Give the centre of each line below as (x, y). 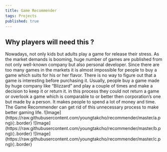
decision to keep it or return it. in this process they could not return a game (82, 91)
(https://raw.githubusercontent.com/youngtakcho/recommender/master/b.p (83, 128)
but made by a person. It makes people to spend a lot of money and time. (80, 102)
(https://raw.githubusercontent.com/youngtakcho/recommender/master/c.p (83, 139)
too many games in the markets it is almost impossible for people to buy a (81, 70)
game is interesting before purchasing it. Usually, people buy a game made (82, 80)
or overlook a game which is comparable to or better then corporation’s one (83, 96)
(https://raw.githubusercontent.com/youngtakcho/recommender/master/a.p (83, 118)
